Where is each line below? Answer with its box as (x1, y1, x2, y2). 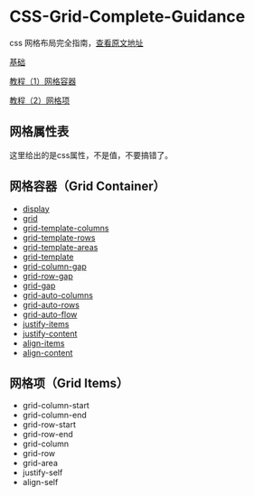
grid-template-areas (22, 241, 99, 252)
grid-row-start (22, 419, 77, 430)
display (22, 203, 50, 214)
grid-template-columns (22, 222, 109, 233)
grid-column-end (22, 409, 88, 421)
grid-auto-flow (22, 309, 78, 320)
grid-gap (22, 280, 56, 291)
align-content (22, 347, 73, 358)
